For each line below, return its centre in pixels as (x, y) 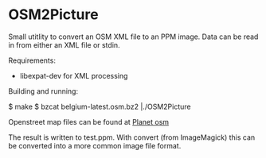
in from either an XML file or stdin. (65, 44)
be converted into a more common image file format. (95, 145)
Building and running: (43, 91)
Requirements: (32, 60)
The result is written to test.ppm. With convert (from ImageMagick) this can (132, 137)
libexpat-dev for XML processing (74, 75)
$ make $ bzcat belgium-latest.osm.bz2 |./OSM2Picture (100, 106)
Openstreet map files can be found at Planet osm (89, 121)
